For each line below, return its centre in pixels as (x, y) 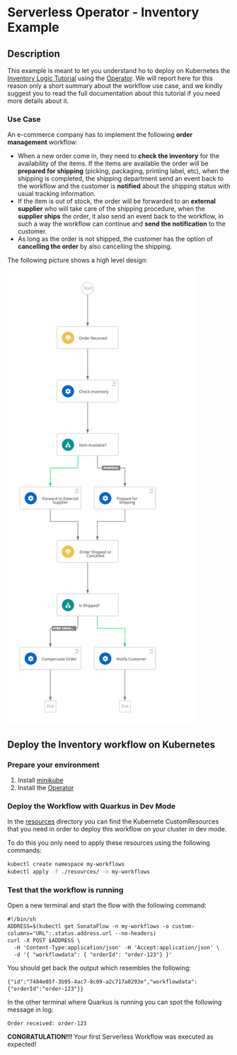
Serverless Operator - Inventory (103, 12)
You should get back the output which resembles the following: (99, 968)
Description (34, 54)
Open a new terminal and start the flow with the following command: (107, 905)
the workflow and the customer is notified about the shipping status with (124, 186)
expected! (22, 1044)
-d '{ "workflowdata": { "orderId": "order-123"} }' (93, 955)
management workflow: (42, 142)
